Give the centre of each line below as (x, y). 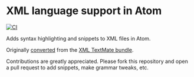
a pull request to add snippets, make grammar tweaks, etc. (78, 67)
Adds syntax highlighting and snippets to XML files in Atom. (78, 38)
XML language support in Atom (84, 11)
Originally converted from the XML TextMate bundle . (70, 50)
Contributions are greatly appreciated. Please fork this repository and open (97, 61)
